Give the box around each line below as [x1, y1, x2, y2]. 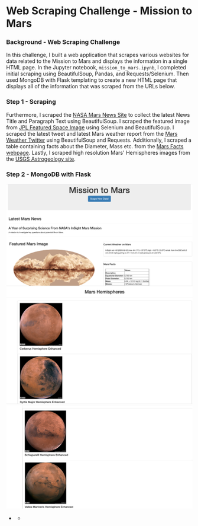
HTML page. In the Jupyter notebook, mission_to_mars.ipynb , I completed [6, 64, 186, 71]
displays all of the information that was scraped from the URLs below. [6, 83, 176, 90]
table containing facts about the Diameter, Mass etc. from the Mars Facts [6, 142, 184, 149]
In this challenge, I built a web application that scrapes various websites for [6, 52, 190, 59]
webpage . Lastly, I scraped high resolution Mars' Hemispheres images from [6, 149, 190, 156]
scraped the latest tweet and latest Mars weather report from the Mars [6, 130, 178, 137]
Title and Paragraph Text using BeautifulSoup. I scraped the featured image [6, 117, 190, 125]
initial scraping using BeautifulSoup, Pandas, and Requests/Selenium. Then [6, 70, 189, 78]
